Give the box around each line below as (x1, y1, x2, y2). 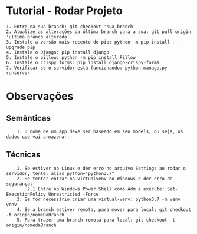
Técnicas (6, 150, 41, 160)
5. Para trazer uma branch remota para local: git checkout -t (17, 217, 176, 223)
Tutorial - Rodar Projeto (6, 4, 123, 18)
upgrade (6, 44, 25, 50)
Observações (6, 90, 74, 103)
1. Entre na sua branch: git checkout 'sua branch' (6, 24, 136, 29)
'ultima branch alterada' (6, 34, 70, 39)
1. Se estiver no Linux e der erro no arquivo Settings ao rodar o (17, 165, 186, 172)
